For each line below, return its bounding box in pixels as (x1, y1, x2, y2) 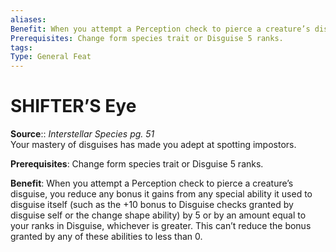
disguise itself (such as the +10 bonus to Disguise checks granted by (10, 199, 294, 211)
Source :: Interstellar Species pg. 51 (10, 128, 155, 140)
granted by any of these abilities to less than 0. (10, 231, 203, 243)
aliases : (10, 14, 47, 25)
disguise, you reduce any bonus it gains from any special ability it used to (10, 188, 313, 200)
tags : (10, 42, 33, 53)
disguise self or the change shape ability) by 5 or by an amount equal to (10, 209, 307, 221)
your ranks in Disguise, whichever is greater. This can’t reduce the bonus (10, 220, 312, 232)
